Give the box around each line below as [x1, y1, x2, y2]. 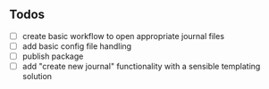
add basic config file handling [21, 40, 132, 52]
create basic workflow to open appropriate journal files [21, 30, 225, 41]
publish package [21, 51, 84, 61]
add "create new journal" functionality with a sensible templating [21, 61, 261, 71]
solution [21, 71, 52, 82]
